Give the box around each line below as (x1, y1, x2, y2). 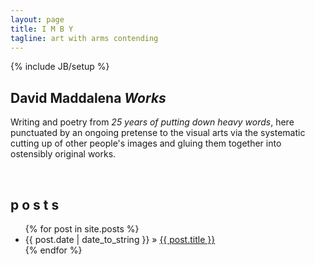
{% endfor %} (24, 244, 83, 256)
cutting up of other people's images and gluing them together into (10, 137, 282, 150)
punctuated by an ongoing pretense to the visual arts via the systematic (10, 127, 306, 139)
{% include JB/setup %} (10, 61, 110, 73)
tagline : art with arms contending (10, 33, 159, 43)
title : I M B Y (10, 24, 74, 34)
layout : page (10, 14, 65, 25)
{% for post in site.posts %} (24, 223, 140, 235)
